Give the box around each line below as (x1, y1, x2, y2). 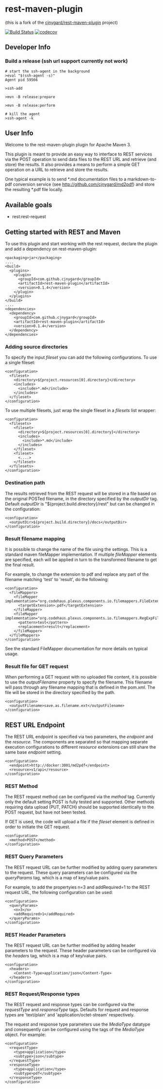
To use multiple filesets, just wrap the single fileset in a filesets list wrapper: (5, 408, 156, 413)
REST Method (5, 782, 38, 789)
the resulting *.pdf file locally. (5, 187, 64, 193)
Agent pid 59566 (5, 77, 38, 82)
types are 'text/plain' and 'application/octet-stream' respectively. (5, 1012, 135, 1018)
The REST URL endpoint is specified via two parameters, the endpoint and (5, 734, 154, 739)
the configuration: (5, 506, 41, 512)
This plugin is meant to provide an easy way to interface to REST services (5, 151, 152, 157)
